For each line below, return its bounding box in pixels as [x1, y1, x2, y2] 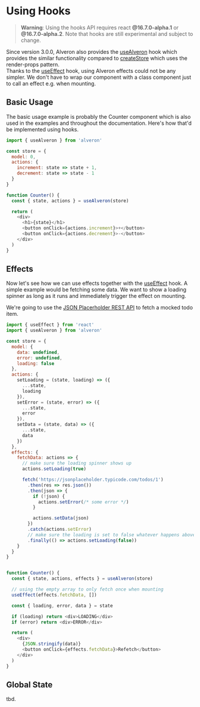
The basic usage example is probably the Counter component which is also [6, 113, 191, 120]
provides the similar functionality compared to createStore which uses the [6, 54, 187, 62]
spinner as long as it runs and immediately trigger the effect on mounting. [6, 293, 186, 300]
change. [20, 36, 41, 44]
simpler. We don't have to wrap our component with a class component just [6, 73, 192, 81]
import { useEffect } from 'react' [6, 322, 95, 328]
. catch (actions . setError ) [27, 527, 92, 533]
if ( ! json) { [32, 493, 65, 499]
